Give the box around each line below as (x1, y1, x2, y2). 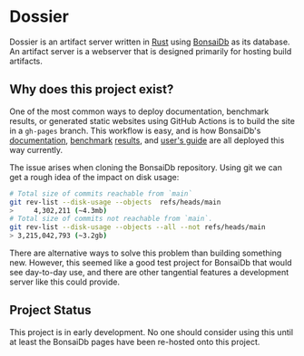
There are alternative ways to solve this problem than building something (9, 247, 282, 258)
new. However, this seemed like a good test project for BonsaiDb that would (9, 257, 292, 268)
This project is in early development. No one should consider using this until (9, 326, 293, 337)
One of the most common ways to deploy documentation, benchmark (9, 106, 270, 117)
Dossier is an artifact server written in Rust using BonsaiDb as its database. (9, 36, 290, 47)
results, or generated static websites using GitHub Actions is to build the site (9, 115, 295, 126)
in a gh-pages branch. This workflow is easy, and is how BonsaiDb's (9, 125, 261, 136)
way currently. (9, 144, 64, 155)
